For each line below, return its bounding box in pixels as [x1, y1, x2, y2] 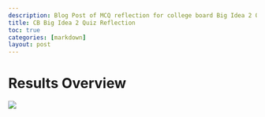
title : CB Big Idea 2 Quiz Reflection [8, 19, 136, 27]
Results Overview [8, 75, 127, 93]
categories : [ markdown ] [8, 33, 87, 42]
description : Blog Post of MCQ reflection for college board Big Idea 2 [8, 11, 252, 20]
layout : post [8, 41, 51, 49]
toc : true [8, 26, 41, 34]
